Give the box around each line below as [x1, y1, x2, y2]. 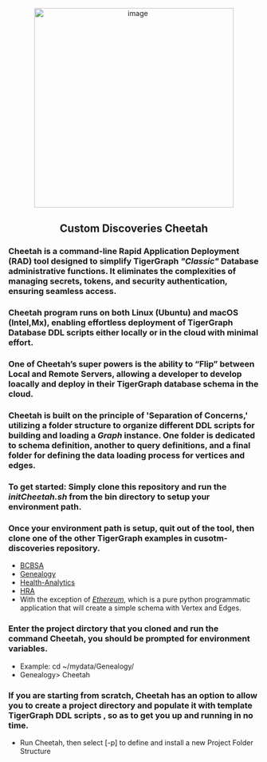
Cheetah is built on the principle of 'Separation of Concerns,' [8, 410, 249, 421]
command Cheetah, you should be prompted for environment [8, 633, 251, 645]
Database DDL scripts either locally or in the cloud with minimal [8, 327, 259, 339]
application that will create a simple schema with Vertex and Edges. [19, 603, 241, 613]
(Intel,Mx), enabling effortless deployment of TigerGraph [8, 317, 234, 328]
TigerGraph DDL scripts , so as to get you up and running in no [8, 709, 253, 720]
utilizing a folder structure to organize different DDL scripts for [8, 420, 255, 431]
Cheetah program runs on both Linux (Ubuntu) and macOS [8, 308, 239, 319]
